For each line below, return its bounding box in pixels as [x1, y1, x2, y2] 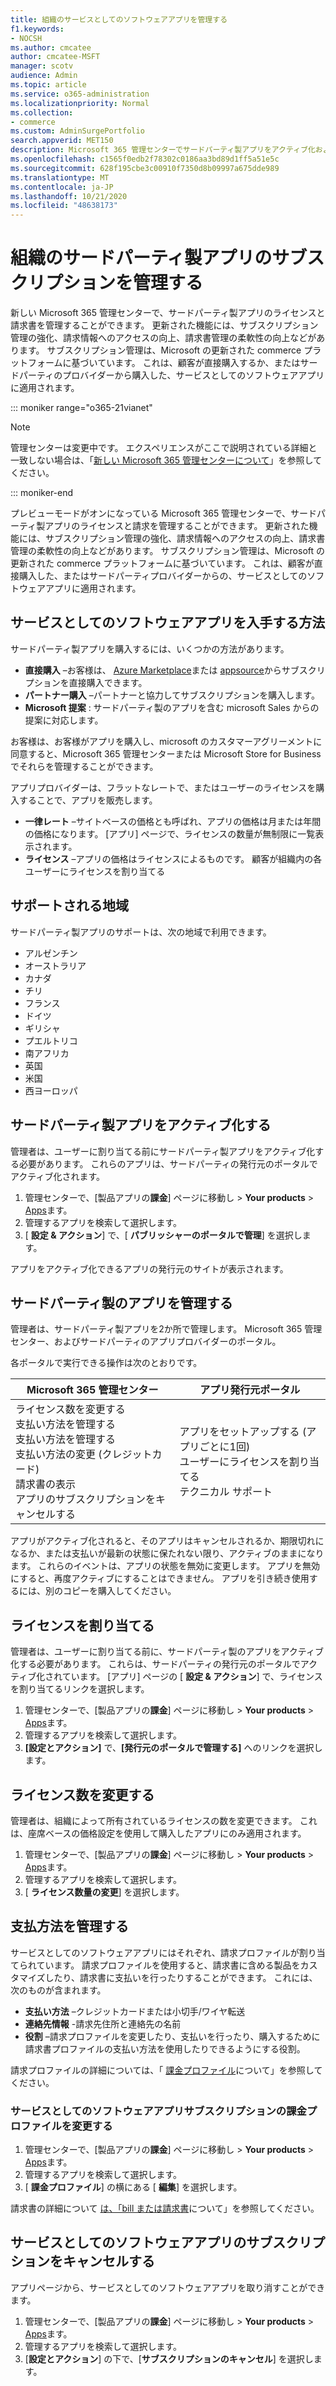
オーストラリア [24, 959, 87, 971]
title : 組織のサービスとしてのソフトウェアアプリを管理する [10, 14, 228, 25]
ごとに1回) [199, 1440, 251, 1454]
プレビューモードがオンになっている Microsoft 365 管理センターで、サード [10, 507, 317, 520]
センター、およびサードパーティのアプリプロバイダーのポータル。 [10, 1336, 282, 1348]
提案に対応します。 [24, 714, 104, 726]
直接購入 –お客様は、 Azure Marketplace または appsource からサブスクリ [24, 664, 326, 676]
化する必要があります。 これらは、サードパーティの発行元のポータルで [10, 1658, 301, 1670]
